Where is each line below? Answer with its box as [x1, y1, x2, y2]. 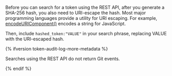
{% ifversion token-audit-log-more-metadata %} [5, 46, 108, 52]
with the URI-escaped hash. [5, 36, 64, 42]
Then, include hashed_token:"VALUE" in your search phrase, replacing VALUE [5, 31, 167, 36]
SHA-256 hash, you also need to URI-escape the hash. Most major [5, 10, 146, 16]
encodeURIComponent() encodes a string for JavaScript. [5, 20, 126, 27]
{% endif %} [5, 66, 32, 71]
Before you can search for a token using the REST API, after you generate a [5, 5, 165, 10]
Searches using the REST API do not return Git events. [5, 56, 120, 62]
